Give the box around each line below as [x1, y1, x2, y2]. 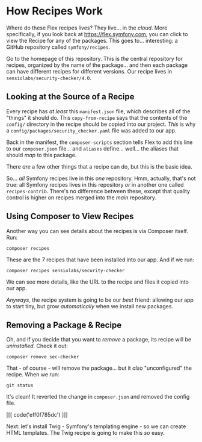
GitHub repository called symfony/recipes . [6, 43, 110, 51]
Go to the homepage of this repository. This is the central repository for [6, 55, 183, 62]
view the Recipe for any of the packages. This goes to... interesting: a [6, 37, 179, 44]
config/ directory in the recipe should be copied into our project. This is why [6, 120, 196, 128]
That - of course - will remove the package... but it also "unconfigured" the [6, 364, 192, 372]
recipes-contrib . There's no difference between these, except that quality [6, 187, 191, 195]
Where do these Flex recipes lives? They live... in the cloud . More [6, 24, 168, 31]
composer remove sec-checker [6, 354, 79, 360]
